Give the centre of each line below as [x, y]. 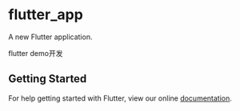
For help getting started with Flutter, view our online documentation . [120, 98]
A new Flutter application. [50, 37]
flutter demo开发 [36, 53]
